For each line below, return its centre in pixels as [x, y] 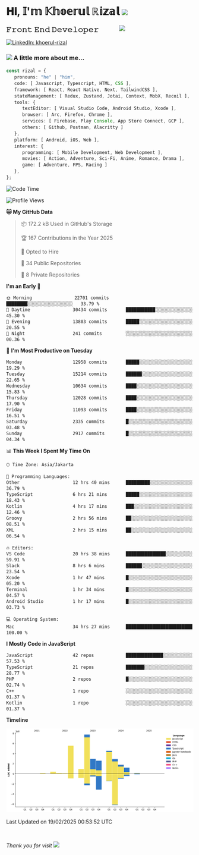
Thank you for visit [29, 845]
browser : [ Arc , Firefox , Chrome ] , [67, 115]
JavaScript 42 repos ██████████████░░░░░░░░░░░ [99, 655]
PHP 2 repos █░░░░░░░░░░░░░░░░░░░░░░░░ [99, 679]
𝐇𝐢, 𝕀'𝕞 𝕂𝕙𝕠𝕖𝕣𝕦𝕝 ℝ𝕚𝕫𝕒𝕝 [63, 12]
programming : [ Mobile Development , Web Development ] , [92, 152]
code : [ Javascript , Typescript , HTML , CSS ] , [73, 83]
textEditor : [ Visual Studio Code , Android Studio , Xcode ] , [99, 109]
